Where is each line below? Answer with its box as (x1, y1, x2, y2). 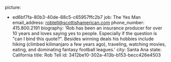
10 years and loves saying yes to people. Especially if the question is (12, 30, 157, 36)
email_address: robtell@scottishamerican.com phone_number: (12, 20, 145, 25)
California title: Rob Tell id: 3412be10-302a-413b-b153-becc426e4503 (12, 52, 161, 58)
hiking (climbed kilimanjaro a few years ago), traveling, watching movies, (12, 41, 166, 47)
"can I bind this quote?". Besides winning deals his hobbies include (12, 36, 154, 42)
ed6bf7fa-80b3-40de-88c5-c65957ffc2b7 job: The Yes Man (12, 14, 141, 20)
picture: (5, 5, 22, 10)
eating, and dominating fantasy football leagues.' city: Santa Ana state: (12, 47, 162, 52)
